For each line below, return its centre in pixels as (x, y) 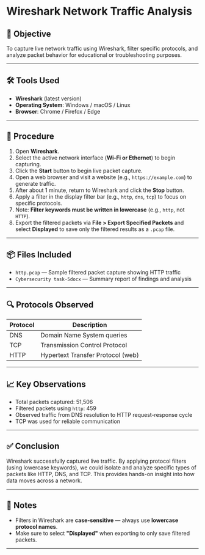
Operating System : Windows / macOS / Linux (73, 105)
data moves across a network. (44, 480)
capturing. (28, 164)
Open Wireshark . (37, 151)
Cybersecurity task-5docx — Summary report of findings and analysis (103, 279)
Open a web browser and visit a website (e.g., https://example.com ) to (104, 177)
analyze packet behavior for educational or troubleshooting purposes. (94, 55)
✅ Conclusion (33, 447)
